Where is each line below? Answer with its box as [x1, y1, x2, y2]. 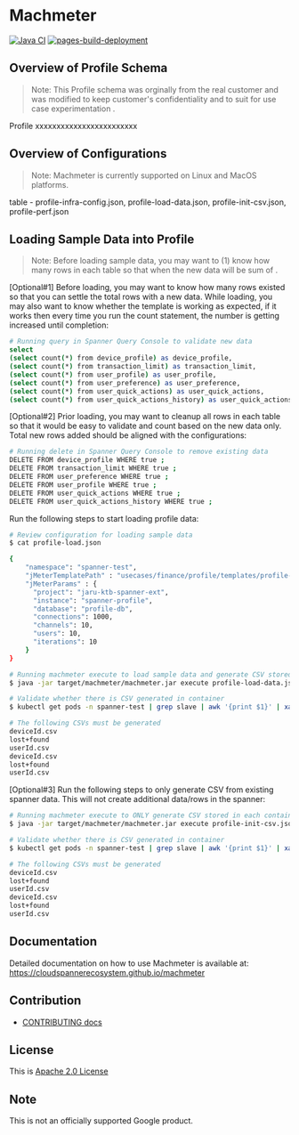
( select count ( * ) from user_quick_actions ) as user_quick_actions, [9, 386, 265, 396]
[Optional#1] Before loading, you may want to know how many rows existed [9, 282, 286, 293]
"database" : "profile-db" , [32, 604, 133, 613]
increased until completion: [9, 320, 109, 330]
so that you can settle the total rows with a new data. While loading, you [9, 291, 273, 303]
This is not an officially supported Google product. [9, 1115, 194, 1126]
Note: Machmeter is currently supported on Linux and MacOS [30, 170, 257, 181]
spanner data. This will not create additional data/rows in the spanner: [9, 794, 266, 805]
